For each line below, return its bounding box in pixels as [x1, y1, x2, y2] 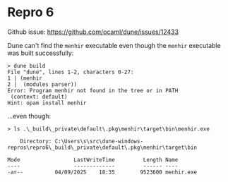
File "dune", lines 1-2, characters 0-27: [7, 68, 134, 75]
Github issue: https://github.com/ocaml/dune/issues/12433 [7, 28, 179, 36]
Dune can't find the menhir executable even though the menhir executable [7, 41, 221, 49]
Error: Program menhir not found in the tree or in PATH [7, 87, 179, 94]
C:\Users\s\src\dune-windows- [54, 138, 143, 145]
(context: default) [10, 93, 68, 100]
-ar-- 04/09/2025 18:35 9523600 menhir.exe [7, 169, 198, 176]
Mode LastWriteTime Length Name [7, 156, 179, 163]
